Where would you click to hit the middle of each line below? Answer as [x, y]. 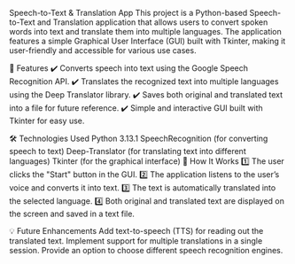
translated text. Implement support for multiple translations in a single [136, 241]
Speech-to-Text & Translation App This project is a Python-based [128, 13]
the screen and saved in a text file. [72, 214]
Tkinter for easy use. [47, 120]
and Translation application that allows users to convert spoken [152, 22]
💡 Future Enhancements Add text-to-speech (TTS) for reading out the [136, 231]
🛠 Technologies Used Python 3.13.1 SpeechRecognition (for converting [139, 138]
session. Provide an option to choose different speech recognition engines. [146, 250]
